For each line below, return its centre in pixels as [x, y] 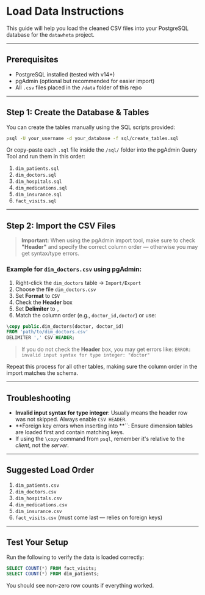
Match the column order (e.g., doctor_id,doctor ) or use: [86, 315]
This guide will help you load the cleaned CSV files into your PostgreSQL [98, 28]
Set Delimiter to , [37, 309]
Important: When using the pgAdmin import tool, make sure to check [108, 240]
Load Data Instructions [65, 11]
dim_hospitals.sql [38, 182]
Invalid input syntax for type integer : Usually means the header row [101, 412]
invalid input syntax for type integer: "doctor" [86, 355]
